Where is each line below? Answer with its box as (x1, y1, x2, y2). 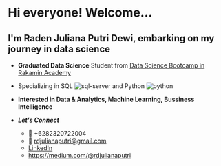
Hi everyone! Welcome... (8, 5, 153, 21)
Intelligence (17, 103, 53, 111)
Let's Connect (17, 116, 59, 124)
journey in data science (8, 43, 111, 54)
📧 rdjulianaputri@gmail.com (28, 136, 107, 145)
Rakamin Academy (17, 69, 72, 76)
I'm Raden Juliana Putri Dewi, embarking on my (8, 32, 215, 44)
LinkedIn (28, 144, 53, 152)
